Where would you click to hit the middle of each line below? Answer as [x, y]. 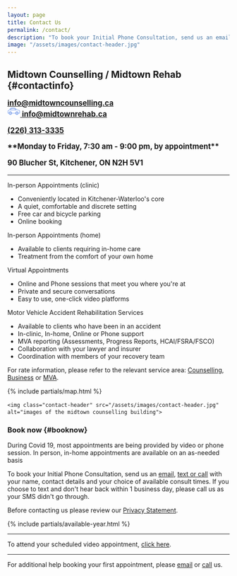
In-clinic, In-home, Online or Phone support [81, 333]
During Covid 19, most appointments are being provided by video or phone [116, 445]
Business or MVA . [33, 377]
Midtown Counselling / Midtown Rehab [95, 74]
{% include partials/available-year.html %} [69, 524]
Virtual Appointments [38, 270]
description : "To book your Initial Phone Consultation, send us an [110, 38]
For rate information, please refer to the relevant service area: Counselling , [116, 370]
